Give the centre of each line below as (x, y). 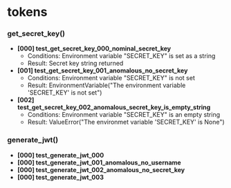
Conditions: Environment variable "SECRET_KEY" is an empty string (124, 115)
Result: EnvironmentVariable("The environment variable (107, 85)
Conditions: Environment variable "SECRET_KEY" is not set (111, 78)
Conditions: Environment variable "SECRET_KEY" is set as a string (121, 56)
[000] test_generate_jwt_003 (60, 177)
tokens (27, 12)
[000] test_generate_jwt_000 (61, 155)
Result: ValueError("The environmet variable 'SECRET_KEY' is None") (126, 122)
